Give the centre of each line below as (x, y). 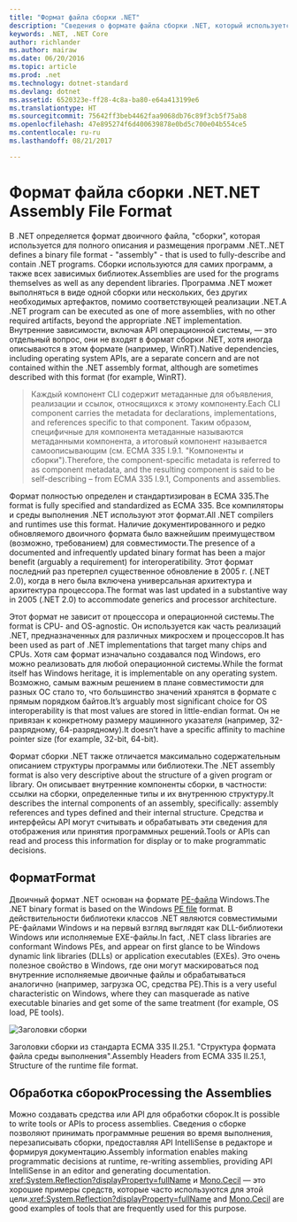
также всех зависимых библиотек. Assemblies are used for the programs (144, 273)
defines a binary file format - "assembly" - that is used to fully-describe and (147, 254)
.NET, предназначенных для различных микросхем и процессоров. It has (147, 635)
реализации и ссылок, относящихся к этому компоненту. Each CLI (156, 403)
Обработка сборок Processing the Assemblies (141, 1093)
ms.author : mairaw (43, 50)
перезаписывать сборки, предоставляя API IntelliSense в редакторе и (141, 1142)
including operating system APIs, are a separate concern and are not (134, 358)
